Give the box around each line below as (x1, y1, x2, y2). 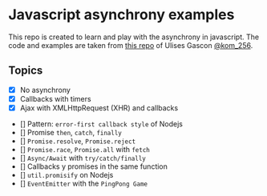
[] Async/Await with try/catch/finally (19, 153, 146, 162)
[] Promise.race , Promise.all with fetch (19, 144, 150, 154)
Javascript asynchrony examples (8, 6, 235, 24)
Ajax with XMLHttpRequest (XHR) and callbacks (19, 102, 179, 113)
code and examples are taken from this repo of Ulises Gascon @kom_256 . (8, 40, 253, 50)
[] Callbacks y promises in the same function (19, 162, 168, 171)
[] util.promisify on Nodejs (19, 170, 114, 179)
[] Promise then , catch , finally (19, 127, 122, 137)
